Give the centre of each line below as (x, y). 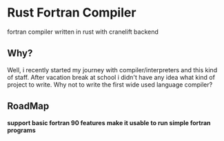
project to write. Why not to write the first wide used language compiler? (110, 85)
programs (21, 130)
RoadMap (28, 106)
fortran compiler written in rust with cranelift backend (83, 32)
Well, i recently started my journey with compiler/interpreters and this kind (112, 69)
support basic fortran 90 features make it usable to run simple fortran (109, 122)
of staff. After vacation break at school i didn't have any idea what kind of (111, 77)
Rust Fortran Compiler (72, 13)
